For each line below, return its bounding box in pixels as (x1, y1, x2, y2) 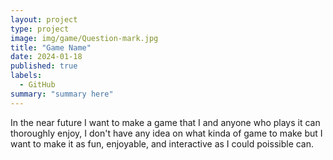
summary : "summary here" (10, 89, 114, 99)
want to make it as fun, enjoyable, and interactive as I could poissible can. (10, 137, 315, 150)
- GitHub (19, 80, 56, 90)
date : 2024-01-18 (10, 52, 83, 62)
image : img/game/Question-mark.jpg (10, 33, 159, 43)
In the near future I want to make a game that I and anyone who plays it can (10, 116, 321, 128)
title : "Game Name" (10, 42, 92, 53)
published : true (10, 61, 78, 71)
